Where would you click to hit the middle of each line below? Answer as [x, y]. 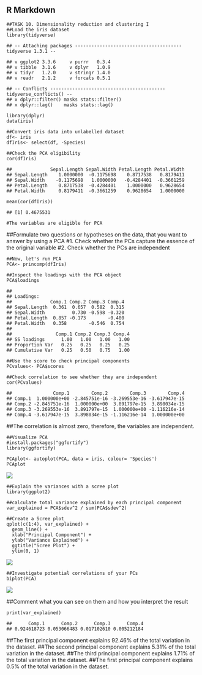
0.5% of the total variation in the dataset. [58, 666]
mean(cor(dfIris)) [30, 201]
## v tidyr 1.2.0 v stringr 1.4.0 [59, 72]
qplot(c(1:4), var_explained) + [47, 524]
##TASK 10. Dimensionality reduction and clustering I [78, 24]
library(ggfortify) [31, 448]
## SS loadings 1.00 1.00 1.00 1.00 [68, 339]
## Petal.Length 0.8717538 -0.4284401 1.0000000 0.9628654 [95, 185]
